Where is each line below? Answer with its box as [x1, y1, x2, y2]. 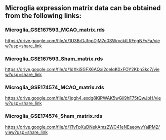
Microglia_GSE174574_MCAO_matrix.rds [5, 84, 105, 91]
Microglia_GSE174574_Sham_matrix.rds [5, 113, 103, 120]
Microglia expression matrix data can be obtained [5, 4, 161, 12]
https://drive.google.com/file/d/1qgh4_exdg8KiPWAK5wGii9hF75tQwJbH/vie [5, 95, 161, 101]
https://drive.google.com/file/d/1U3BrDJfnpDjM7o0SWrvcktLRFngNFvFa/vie [5, 37, 160, 43]
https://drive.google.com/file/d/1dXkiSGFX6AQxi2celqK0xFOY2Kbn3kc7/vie [5, 66, 160, 72]
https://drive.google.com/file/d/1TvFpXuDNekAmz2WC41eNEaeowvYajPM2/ [5, 124, 160, 130]
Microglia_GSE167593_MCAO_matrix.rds [5, 27, 105, 34]
